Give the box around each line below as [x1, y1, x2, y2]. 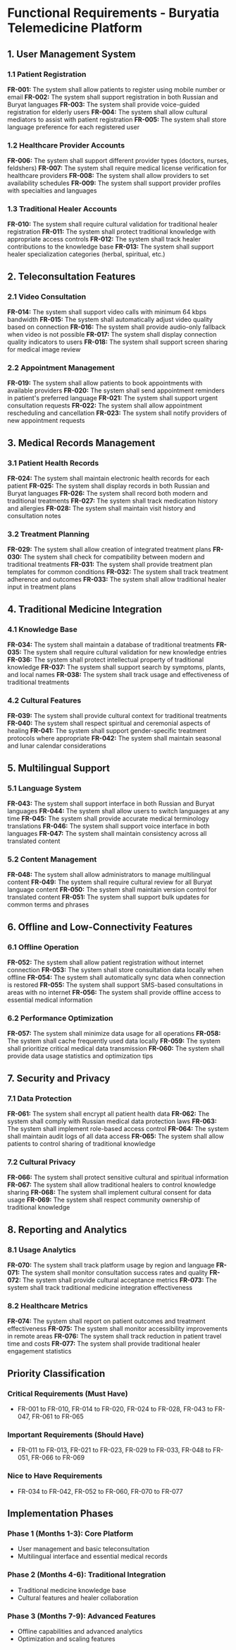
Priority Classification [7, 1368, 106, 1380]
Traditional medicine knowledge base [17, 1586, 127, 1594]
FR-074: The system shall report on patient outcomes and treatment [7, 1317, 206, 1325]
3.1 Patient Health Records [7, 458, 99, 467]
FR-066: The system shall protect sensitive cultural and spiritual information [7, 1173, 229, 1182]
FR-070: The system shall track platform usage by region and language [7, 1261, 215, 1269]
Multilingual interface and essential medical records [17, 1552, 168, 1561]
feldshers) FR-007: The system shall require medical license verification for [7, 164, 227, 172]
